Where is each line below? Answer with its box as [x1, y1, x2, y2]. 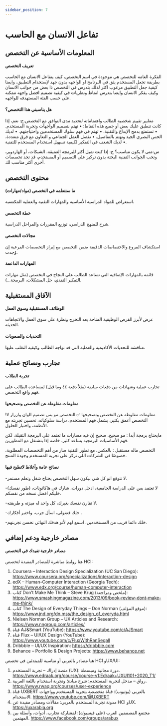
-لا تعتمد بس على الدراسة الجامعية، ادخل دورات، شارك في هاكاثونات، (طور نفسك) [5, 485, 158, 491]
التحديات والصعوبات [5, 333, 41, 339]
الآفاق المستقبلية [5, 291, 51, 300]
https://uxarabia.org [12, 705, 54, 711]
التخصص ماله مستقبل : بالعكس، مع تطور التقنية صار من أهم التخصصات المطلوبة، [5, 447, 156, 453]
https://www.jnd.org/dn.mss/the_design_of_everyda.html [12, 611, 129, 617]
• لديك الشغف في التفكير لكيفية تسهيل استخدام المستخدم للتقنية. [5, 138, 127, 145]
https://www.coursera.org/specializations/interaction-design [12, 574, 137, 580]
